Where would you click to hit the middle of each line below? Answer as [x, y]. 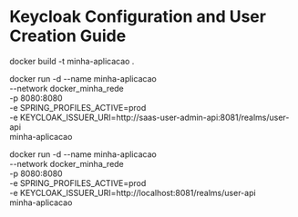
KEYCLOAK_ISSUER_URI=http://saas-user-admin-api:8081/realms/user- [154, 117]
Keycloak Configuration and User [138, 17]
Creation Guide [68, 36]
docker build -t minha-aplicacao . [72, 61]
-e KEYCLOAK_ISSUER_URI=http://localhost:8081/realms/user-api [133, 192]
